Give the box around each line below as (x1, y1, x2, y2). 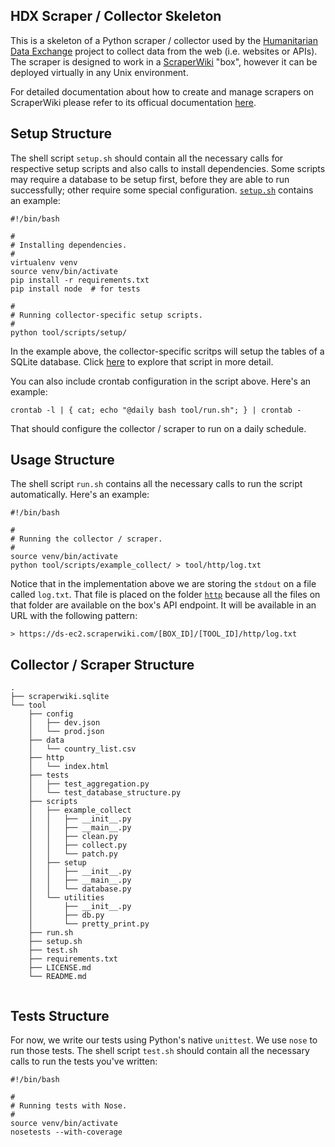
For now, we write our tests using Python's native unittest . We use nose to (10, 1034, 318, 1046)
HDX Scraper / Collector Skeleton (10, 8, 222, 25)
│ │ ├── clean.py (28, 832, 118, 842)
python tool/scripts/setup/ (10, 327, 128, 338)
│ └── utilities (28, 893, 105, 903)
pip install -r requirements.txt (10, 275, 150, 285)
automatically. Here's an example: (10, 489, 150, 501)
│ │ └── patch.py (28, 849, 118, 859)
